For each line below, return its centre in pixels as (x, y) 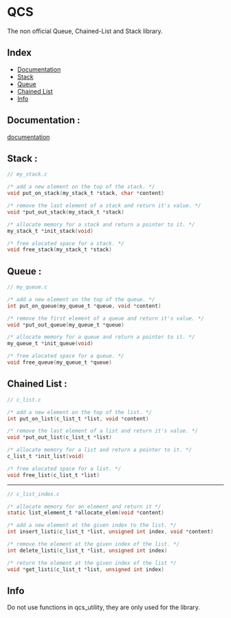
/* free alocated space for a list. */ (64, 468)
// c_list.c (24, 400)
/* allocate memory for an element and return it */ (84, 506)
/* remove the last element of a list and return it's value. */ (102, 431)
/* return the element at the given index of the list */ (92, 563)
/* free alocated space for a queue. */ (66, 356)
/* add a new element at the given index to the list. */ (92, 525)
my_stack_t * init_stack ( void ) (51, 231)
